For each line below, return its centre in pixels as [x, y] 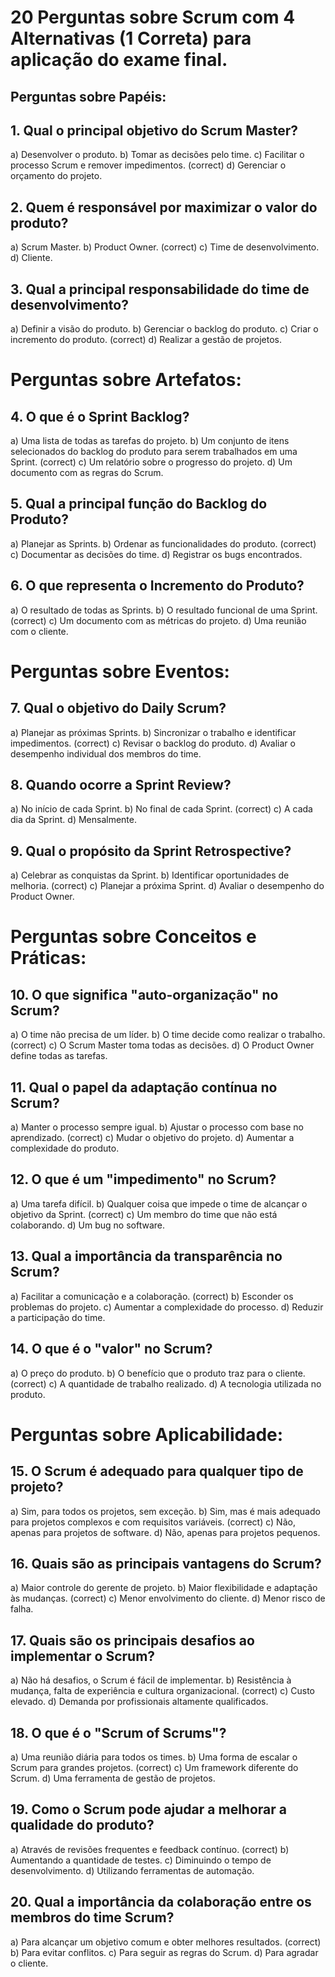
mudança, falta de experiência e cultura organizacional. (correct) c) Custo [162, 1691]
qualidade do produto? [82, 1825]
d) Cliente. [31, 258]
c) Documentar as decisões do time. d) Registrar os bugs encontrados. [156, 554]
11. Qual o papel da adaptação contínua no [144, 1087]
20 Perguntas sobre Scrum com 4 [153, 17]
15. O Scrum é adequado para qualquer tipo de [157, 1471]
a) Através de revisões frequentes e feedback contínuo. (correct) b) [150, 1849]
